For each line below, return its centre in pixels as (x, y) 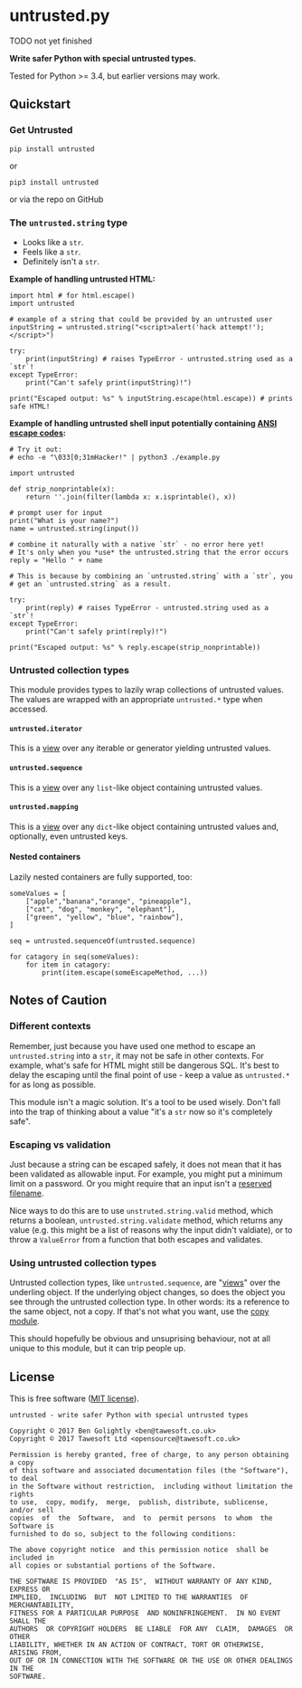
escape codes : (38, 433)
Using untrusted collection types (83, 1263)
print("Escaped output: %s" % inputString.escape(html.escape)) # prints (151, 398)
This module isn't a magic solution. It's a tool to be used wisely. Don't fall (145, 1101)
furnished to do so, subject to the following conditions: (123, 1534)
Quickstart (40, 105)
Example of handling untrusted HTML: (82, 279)
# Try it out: (36, 449)
